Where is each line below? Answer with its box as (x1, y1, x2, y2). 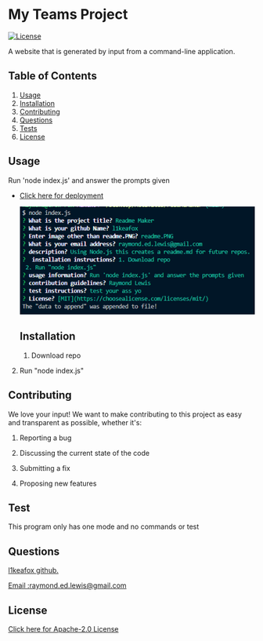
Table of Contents (8, 69, 98, 83)
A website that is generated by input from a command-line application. (8, 46, 236, 56)
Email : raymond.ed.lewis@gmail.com (8, 581, 127, 590)
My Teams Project (8, 5, 128, 24)
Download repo (31, 351, 81, 360)
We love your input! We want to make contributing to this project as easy (8, 410, 243, 419)
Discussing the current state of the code (19, 448, 150, 457)
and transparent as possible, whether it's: (8, 417, 142, 427)
